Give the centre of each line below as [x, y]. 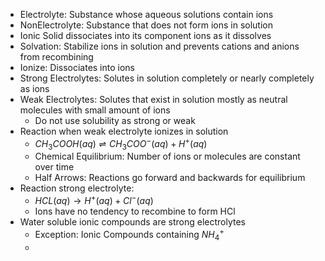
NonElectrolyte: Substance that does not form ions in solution [146, 25]
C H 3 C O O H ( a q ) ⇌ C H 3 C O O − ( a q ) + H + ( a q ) [121, 144]
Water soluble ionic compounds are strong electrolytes [132, 222]
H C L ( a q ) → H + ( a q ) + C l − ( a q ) [94, 200]
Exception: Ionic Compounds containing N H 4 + [129, 235]
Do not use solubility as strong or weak [115, 120]
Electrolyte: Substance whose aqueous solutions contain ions [146, 14]
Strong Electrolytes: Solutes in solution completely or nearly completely [167, 78]
